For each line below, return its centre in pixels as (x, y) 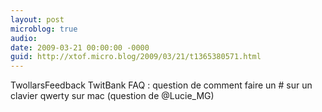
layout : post (37, 19)
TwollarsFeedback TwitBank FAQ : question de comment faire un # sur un (161, 85)
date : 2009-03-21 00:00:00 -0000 (80, 47)
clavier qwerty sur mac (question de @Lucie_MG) (112, 96)
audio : (24, 38)
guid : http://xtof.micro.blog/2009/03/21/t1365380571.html (136, 57)
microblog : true (44, 29)
